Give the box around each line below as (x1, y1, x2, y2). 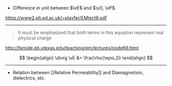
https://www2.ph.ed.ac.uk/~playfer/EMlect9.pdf (5, 15, 107, 20)
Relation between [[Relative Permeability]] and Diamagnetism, (12, 70, 144, 75)
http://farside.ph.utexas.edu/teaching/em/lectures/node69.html (5, 45, 139, 51)
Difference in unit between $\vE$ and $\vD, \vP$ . (12, 5, 116, 11)
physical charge (17, 35, 52, 41)
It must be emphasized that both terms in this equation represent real (17, 30, 164, 35)
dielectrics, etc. (12, 75, 46, 81)
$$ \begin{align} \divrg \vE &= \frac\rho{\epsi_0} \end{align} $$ (19, 55, 153, 61)
